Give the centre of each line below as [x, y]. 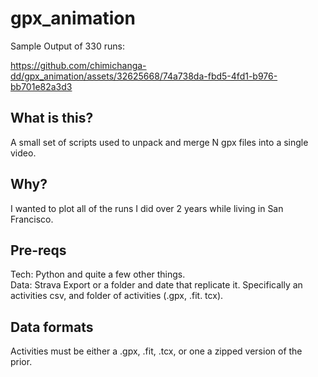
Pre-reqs [38, 250]
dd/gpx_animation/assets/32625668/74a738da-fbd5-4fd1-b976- [144, 76]
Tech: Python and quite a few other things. [98, 274]
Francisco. [32, 219]
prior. [21, 362]
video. [23, 153]
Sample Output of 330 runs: [67, 46]
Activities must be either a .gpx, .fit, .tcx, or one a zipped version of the [156, 351]
